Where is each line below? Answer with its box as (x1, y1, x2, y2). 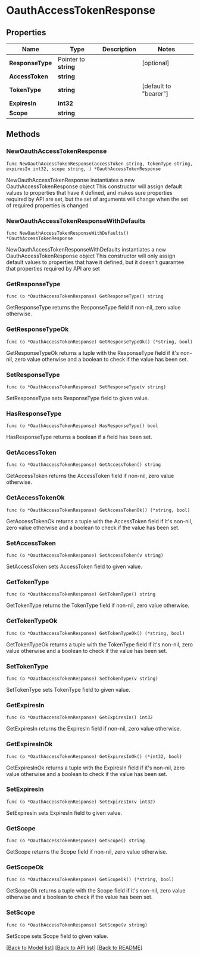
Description (102, 45, 137, 53)
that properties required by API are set (6, 265, 100, 272)
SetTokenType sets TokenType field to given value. (6, 686, 131, 693)
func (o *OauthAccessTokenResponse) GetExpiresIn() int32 (6, 714, 153, 720)
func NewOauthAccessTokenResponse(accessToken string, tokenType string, (6, 161, 193, 167)
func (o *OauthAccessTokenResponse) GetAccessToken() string (6, 462, 161, 468)
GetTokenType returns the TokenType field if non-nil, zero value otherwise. (6, 602, 189, 609)
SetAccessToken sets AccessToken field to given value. (6, 563, 143, 570)
